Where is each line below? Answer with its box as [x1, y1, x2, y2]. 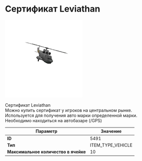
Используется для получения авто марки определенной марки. [5, 113, 138, 118]
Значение [101, 129, 122, 134]
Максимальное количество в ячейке [7, 149, 86, 155]
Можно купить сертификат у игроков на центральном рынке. [5, 107, 132, 113]
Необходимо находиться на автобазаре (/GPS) [5, 117, 102, 123]
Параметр [35, 129, 58, 134]
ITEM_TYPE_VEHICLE [90, 142, 133, 148]
